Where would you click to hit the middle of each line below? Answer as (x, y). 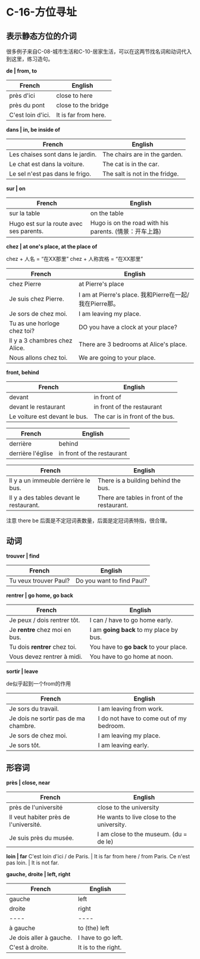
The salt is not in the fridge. (140, 174)
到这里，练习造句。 (30, 59)
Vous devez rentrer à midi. (46, 656)
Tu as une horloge (35, 323)
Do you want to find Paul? (111, 580)
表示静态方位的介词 (41, 36)
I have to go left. (100, 938)
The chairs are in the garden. (143, 154)
